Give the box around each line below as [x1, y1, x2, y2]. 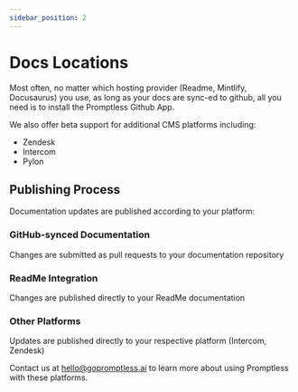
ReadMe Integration [9, 272, 98, 284]
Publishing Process [9, 182, 121, 197]
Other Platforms [9, 314, 81, 327]
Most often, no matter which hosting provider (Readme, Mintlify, [9, 82, 247, 93]
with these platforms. [9, 372, 88, 383]
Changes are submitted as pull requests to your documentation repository [9, 249, 284, 260]
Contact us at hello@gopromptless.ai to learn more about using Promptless [9, 363, 289, 374]
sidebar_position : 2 [9, 13, 88, 23]
